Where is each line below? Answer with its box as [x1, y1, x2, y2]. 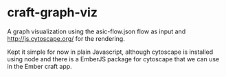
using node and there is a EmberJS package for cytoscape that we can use [7, 55, 220, 63]
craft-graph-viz [7, 5, 98, 20]
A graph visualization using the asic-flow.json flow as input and [7, 27, 186, 35]
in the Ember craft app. [7, 62, 72, 70]
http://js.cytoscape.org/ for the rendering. [7, 34, 125, 42]
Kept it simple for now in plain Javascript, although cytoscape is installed [7, 48, 214, 56]
